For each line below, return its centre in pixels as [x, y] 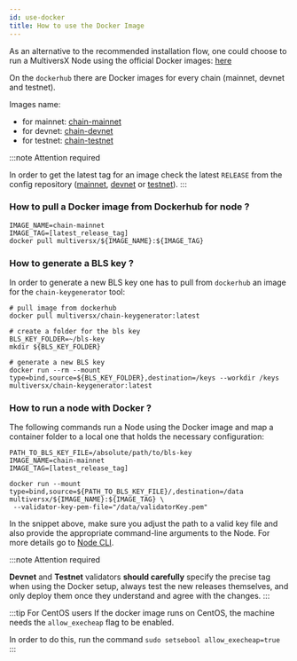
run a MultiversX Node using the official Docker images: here [121, 60]
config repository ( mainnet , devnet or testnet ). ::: [98, 184]
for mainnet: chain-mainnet [71, 122]
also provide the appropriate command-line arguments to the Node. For [140, 533]
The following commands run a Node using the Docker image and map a [141, 428]
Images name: [35, 104]
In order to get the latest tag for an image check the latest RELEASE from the [146, 175]
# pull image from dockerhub [63, 308]
